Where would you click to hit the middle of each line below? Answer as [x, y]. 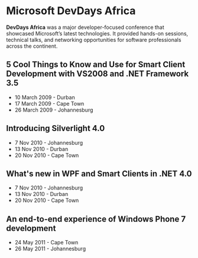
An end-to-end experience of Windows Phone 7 [96, 219]
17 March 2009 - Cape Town [49, 103]
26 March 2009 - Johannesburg [54, 110]
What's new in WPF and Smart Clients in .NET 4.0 [99, 173]
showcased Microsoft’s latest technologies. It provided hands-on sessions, [97, 33]
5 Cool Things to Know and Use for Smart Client [96, 65]
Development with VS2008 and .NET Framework [98, 74]
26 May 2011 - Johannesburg [50, 249]
